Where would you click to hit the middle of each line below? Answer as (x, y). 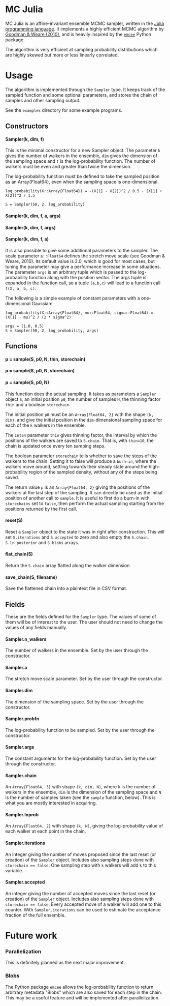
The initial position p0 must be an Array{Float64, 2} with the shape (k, (79, 414)
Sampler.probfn (22, 719)
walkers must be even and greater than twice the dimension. (69, 167)
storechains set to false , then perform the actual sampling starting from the (85, 503)
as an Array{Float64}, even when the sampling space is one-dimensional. (82, 182)
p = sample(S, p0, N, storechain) (40, 371)
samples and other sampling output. (43, 100)
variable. (14, 870)
